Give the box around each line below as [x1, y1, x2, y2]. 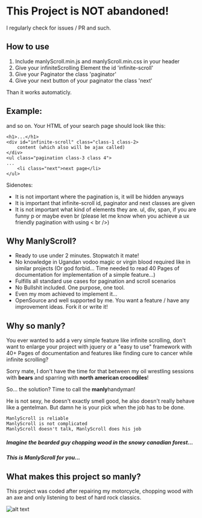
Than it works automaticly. [6, 89, 72, 96]
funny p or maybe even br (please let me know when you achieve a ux [14, 212, 190, 220]
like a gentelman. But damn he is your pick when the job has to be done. [6, 404, 186, 411]
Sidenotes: [6, 181, 33, 188]
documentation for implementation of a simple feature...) [14, 271, 156, 279]
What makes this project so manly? [6, 472, 141, 482]
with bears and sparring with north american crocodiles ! [6, 374, 149, 381]
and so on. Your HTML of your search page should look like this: [6, 122, 166, 129]
